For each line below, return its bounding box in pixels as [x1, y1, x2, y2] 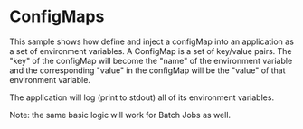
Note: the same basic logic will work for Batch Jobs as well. [9, 109, 232, 120]
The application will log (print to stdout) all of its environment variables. [9, 92, 274, 103]
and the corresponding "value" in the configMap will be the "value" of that [9, 65, 287, 76]
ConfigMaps [9, 6, 105, 27]
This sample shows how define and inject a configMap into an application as [9, 36, 294, 47]
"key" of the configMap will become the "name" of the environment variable [9, 55, 293, 66]
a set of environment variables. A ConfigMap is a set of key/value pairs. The [9, 45, 292, 56]
